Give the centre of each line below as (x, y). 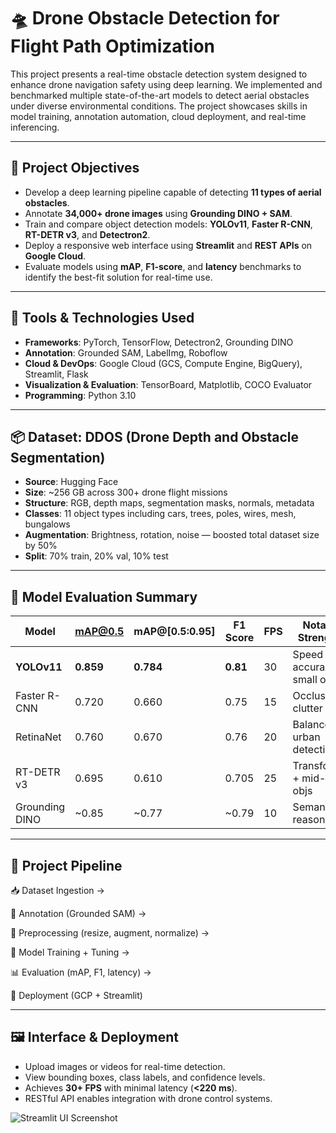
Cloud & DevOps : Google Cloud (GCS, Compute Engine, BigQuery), (163, 363)
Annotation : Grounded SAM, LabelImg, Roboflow (126, 352)
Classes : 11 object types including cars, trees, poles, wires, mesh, (160, 514)
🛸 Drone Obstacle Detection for (145, 18)
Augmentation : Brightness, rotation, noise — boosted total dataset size (172, 535)
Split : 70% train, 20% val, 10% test (96, 556)
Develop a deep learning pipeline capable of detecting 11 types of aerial (173, 192)
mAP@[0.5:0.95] (174, 632)
